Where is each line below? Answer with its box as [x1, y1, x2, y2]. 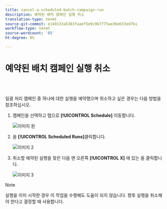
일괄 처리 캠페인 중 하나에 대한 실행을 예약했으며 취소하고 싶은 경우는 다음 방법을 [5, 95, 161, 101]
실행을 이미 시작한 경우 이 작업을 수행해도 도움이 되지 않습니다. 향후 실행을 [5, 192, 149, 198]
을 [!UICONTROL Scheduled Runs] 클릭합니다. [12, 133, 106, 139]
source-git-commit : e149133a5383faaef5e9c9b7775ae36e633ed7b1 [5, 21, 137, 27]
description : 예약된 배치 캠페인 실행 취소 [5, 12, 84, 17]
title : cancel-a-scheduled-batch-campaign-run [5, 7, 104, 13]
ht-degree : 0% [5, 36, 35, 41]
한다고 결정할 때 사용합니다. [10, 198, 64, 204]
